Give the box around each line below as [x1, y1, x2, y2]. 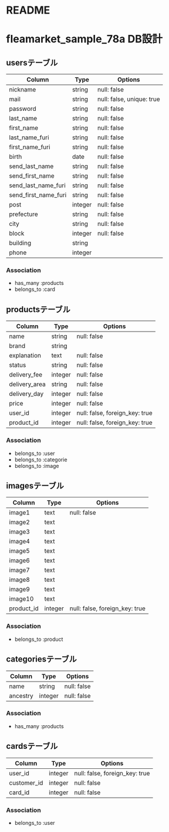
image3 [9, 528, 31, 536]
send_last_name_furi [9, 181, 66, 189]
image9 [9, 585, 31, 594]
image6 [9, 556, 31, 565]
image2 [9, 518, 31, 526]
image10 [9, 595, 34, 603]
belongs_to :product [14, 636, 63, 643]
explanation [9, 352, 41, 360]
